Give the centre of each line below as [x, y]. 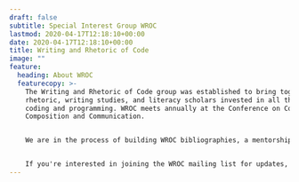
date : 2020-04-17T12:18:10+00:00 [71, 42]
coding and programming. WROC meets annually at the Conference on [153, 108]
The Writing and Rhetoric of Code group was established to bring [151, 91]
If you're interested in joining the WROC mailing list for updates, [157, 164]
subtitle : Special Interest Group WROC [83, 26]
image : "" [28, 59]
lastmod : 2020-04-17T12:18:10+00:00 [77, 34]
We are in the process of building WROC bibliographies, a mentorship [159, 140]
